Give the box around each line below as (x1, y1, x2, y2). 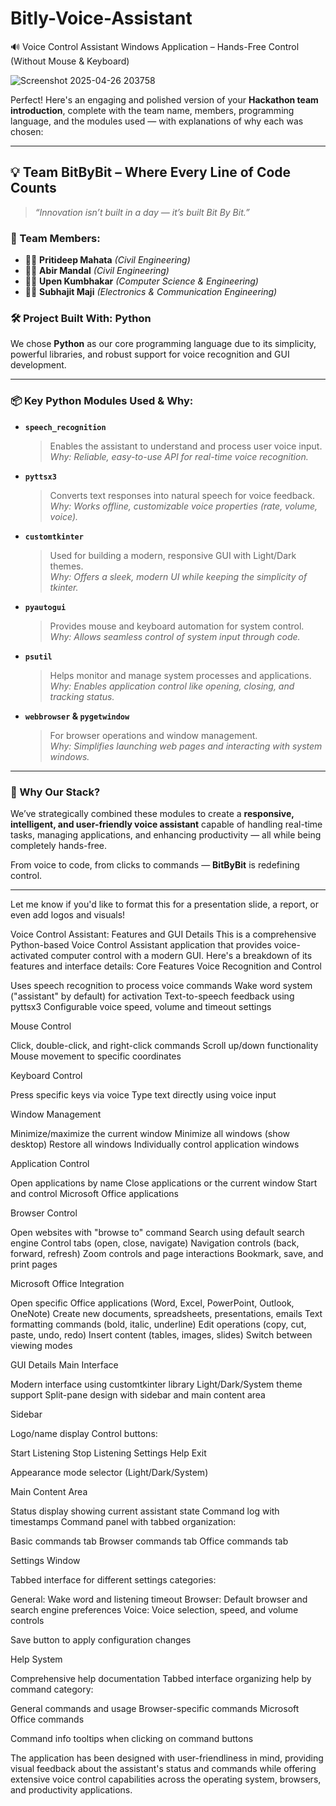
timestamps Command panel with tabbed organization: (10, 1515, 237, 1527)
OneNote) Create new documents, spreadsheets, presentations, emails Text (10, 1307, 323, 1319)
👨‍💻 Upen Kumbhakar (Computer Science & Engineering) (24, 275, 259, 287)
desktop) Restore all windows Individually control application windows (10, 1138, 300, 1150)
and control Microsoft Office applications (10, 1187, 179, 1199)
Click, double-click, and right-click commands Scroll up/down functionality (10, 1039, 319, 1051)
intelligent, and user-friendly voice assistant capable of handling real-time (10, 818, 323, 830)
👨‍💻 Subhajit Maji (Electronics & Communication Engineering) (24, 286, 278, 298)
